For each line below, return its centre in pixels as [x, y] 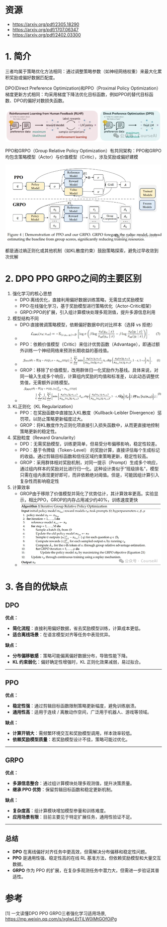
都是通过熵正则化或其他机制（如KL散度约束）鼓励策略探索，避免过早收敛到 [82, 250]
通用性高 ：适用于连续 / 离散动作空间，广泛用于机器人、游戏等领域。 [82, 712]
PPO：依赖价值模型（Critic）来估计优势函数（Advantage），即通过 [87, 344]
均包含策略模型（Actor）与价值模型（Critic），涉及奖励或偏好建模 [72, 157]
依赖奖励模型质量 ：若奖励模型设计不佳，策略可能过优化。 [71, 739]
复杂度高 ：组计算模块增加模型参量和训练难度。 [60, 811]
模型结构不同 [25, 318]
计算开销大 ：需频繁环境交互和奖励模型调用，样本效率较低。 [73, 733]
